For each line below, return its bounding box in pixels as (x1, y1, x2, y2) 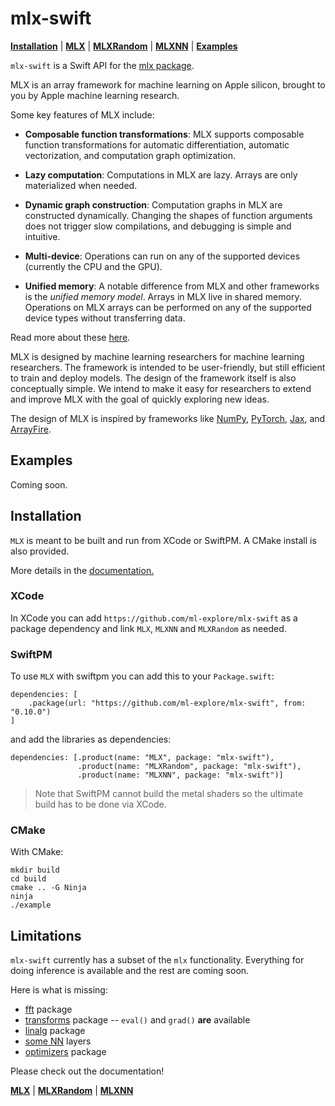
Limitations (10, 927, 82, 944)
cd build (10, 874, 47, 884)
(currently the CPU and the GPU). (24, 260, 163, 272)
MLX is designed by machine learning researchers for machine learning (10, 350, 305, 362)
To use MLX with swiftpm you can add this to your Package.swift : (10, 670, 275, 682)
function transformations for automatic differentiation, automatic (24, 138, 290, 151)
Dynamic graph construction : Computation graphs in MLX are (24, 198, 283, 211)
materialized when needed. (24, 179, 138, 191)
